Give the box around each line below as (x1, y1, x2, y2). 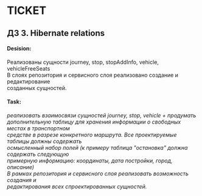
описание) (7, 163, 35, 170)
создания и (7, 176, 37, 183)
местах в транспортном (7, 124, 71, 131)
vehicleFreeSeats (7, 65, 50, 72)
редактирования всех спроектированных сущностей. (7, 183, 147, 190)
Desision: (7, 45, 32, 52)
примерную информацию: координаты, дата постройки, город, (7, 156, 173, 164)
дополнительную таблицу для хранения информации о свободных (7, 118, 181, 125)
